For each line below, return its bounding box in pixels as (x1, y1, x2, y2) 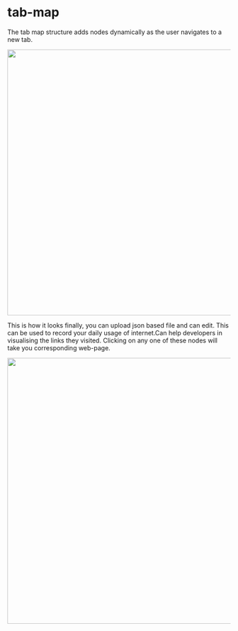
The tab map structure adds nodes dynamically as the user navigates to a (7, 28, 222, 36)
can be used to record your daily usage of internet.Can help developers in (7, 328, 223, 337)
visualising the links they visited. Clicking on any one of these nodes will (7, 336, 218, 345)
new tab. (7, 35, 33, 43)
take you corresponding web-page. (7, 343, 111, 352)
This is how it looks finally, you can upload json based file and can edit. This (7, 320, 229, 330)
